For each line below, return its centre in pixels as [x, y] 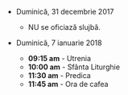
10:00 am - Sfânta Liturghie [74, 67]
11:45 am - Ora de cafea [68, 84]
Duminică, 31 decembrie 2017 [65, 12]
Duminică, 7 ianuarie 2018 [59, 43]
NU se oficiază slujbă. [64, 27]
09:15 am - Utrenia [59, 58]
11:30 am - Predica [59, 75]
